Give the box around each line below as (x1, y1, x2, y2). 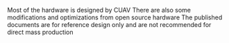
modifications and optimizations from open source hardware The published (7, 13, 223, 21)
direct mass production (7, 28, 74, 36)
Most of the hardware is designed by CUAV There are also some (7, 6, 191, 14)
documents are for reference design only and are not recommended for (7, 21, 212, 28)
